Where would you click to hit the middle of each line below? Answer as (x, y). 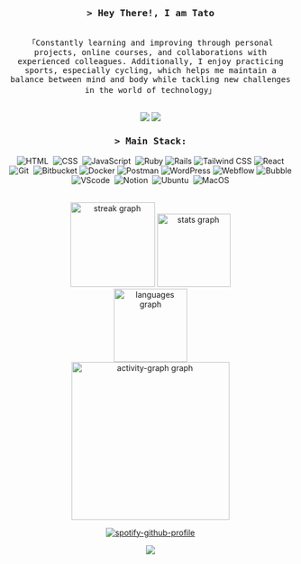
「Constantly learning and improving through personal (150, 43)
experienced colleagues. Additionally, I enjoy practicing (150, 62)
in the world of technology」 (150, 90)
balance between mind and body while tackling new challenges (150, 80)
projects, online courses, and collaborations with (150, 53)
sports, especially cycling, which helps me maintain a (150, 71)
